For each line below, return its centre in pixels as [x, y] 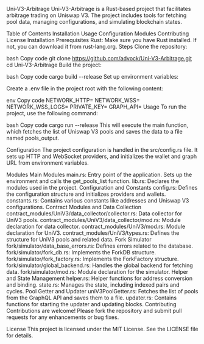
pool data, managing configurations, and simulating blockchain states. [94, 22]
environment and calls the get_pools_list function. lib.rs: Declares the [93, 181]
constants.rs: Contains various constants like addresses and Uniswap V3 [98, 200]
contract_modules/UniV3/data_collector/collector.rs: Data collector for [94, 213]
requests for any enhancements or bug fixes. [63, 317]
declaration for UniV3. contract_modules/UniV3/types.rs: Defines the [93, 233]
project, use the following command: [52, 113]
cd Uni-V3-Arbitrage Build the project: [54, 65]
